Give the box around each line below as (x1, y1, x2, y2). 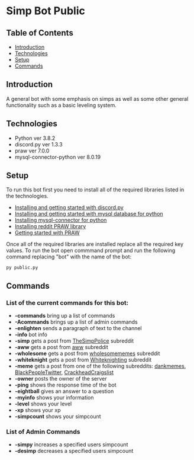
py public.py (6, 265, 38, 271)
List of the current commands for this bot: (6, 298, 129, 306)
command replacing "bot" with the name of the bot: (6, 253, 132, 260)
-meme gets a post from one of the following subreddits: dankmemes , (14, 363, 186, 370)
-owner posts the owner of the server (14, 375, 108, 382)
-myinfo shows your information (14, 394, 94, 401)
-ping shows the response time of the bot (14, 381, 117, 389)
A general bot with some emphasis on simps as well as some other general (6, 95, 189, 102)
